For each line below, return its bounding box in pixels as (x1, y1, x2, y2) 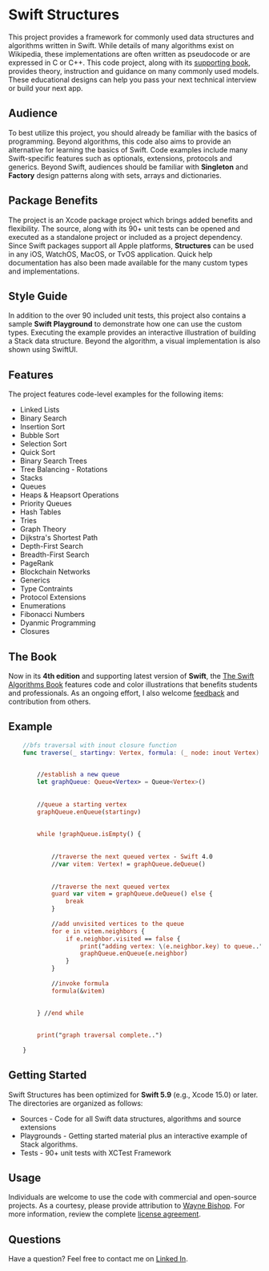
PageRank (19, 558, 54, 568)
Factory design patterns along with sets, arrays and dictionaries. (8, 170, 222, 180)
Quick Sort (19, 448, 56, 457)
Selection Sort (19, 439, 67, 449)
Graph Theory (19, 524, 66, 534)
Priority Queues (19, 499, 72, 509)
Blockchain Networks (19, 567, 90, 577)
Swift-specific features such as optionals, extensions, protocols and (8, 153, 233, 163)
